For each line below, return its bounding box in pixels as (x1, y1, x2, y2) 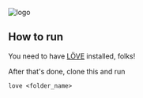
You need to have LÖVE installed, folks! (8, 51, 136, 61)
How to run (8, 30, 64, 43)
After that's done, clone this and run (8, 66, 126, 76)
